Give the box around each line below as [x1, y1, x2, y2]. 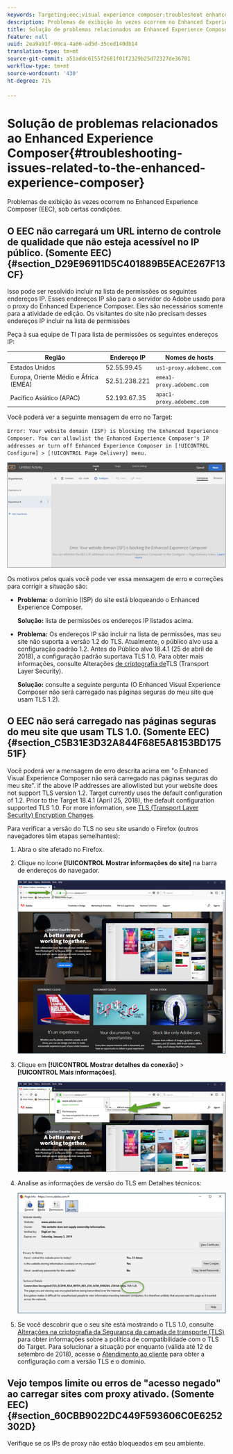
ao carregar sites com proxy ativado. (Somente [7, 1388, 215, 1400]
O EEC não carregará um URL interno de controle [7, 225, 221, 237]
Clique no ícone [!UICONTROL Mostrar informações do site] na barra [17, 858, 217, 867]
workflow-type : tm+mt [7, 63, 70, 70]
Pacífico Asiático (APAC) [10, 393, 81, 402]
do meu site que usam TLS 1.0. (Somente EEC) [7, 726, 210, 738]
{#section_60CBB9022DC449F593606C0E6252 [7, 1409, 223, 1421]
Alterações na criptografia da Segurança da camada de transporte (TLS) [17, 1327, 225, 1336]
